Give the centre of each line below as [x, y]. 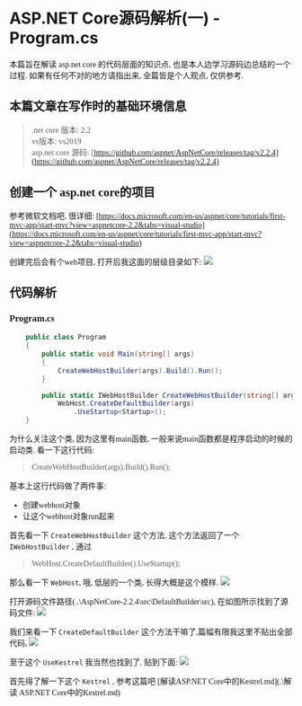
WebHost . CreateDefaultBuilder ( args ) [126, 404]
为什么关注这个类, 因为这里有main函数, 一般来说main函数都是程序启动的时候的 [151, 439]
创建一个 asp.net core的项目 [82, 193]
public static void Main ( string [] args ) [118, 354]
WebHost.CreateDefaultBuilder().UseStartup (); [106, 564]
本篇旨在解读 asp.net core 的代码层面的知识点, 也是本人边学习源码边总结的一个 [150, 64]
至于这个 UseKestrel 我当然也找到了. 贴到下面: [93, 662]
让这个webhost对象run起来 [68, 516]
